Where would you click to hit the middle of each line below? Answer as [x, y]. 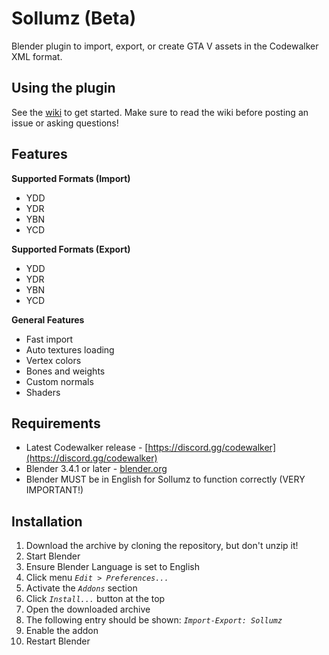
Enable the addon [62, 631]
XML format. [37, 56]
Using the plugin [63, 88]
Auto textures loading [70, 349]
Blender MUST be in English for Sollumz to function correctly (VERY [165, 479]
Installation [47, 521]
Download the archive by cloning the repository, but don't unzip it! [162, 546]
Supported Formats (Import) [71, 178]
